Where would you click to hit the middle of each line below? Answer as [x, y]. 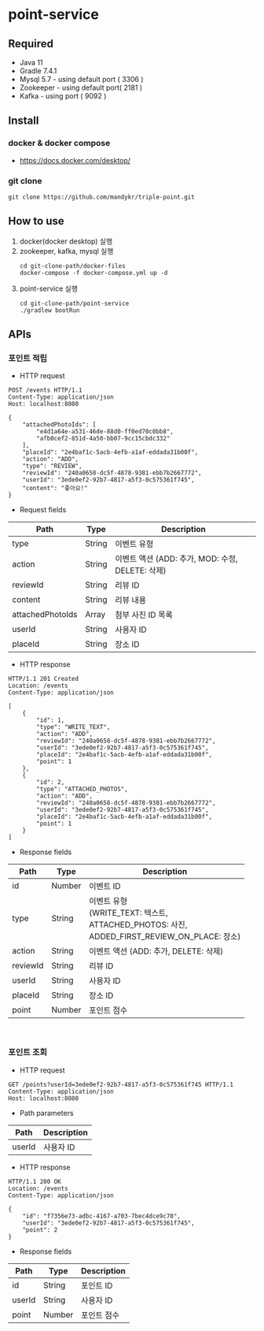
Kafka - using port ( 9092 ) [63, 96]
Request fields [43, 510]
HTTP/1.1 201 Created [44, 679]
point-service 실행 [49, 288]
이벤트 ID [105, 887]
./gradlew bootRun [49, 310]
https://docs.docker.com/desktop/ [75, 160]
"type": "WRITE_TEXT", [73, 727]
